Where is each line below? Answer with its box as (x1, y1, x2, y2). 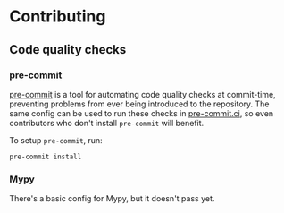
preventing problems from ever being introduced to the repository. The (9, 98, 270, 109)
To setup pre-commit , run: (9, 134, 103, 145)
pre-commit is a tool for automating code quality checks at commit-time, (9, 89, 276, 99)
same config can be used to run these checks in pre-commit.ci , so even (9, 107, 274, 118)
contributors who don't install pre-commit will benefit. (9, 117, 205, 128)
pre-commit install (9, 152, 82, 161)
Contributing (9, 6, 106, 27)
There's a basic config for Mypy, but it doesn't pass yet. (9, 193, 215, 204)
